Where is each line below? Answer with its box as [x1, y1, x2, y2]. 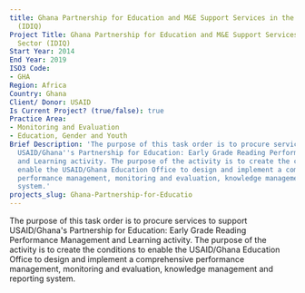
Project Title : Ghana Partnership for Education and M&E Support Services [9, 30, 299, 39]
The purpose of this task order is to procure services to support [9, 215, 248, 226]
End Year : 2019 [9, 55, 67, 64]
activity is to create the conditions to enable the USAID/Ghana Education [9, 244, 280, 255]
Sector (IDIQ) [17, 38, 71, 48]
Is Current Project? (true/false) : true [9, 106, 165, 115]
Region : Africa [9, 81, 67, 90]
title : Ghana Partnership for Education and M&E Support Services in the [9, 13, 295, 23]
